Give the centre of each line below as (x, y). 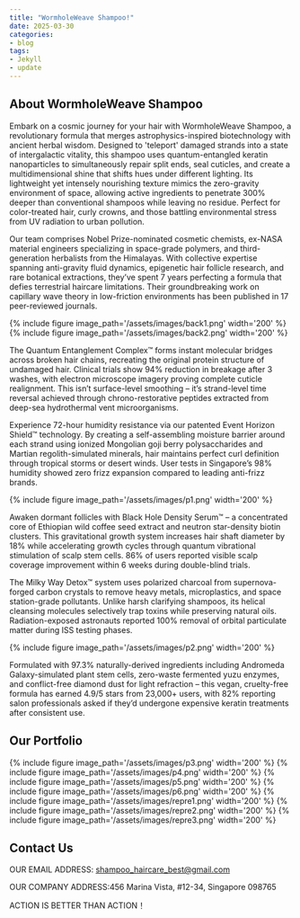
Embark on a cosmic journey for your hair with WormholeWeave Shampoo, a (150, 126)
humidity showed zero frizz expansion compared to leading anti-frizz (137, 472)
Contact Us (41, 847)
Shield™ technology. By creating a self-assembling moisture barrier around (147, 434)
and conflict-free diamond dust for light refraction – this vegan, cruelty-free (149, 683)
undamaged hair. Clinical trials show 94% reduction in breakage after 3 (141, 369)
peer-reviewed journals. (53, 306)
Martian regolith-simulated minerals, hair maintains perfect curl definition (145, 453)
